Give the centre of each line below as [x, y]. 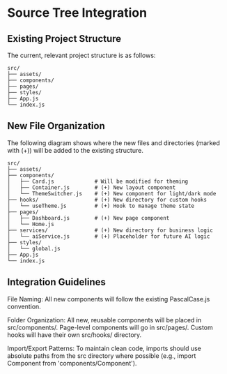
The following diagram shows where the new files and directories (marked [114, 143]
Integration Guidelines [56, 282]
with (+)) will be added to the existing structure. [76, 150]
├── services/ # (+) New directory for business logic [110, 230]
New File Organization [56, 126]
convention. [24, 306]
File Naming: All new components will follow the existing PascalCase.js [109, 299]
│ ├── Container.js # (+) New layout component [92, 187]
